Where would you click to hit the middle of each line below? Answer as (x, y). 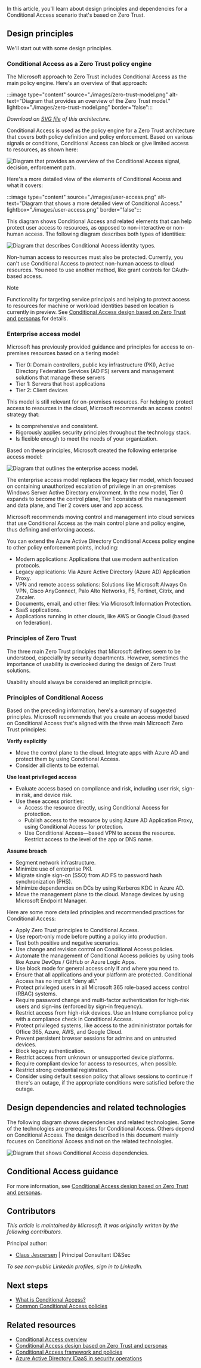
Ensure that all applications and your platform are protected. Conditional (104, 975)
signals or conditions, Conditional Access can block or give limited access (98, 143)
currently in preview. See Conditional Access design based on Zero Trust (96, 312)
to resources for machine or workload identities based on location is (90, 306)
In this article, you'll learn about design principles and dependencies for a (97, 9)
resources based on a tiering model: (75, 353)
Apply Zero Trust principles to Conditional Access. (77, 930)
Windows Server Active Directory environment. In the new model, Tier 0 (95, 493)
